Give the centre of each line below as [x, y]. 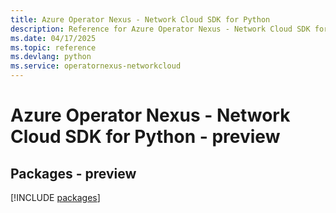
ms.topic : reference [53, 47]
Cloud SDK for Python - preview [145, 137]
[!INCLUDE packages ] [55, 197]
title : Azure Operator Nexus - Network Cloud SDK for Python [140, 19]
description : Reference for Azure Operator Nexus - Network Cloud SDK [160, 29]
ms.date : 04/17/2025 [53, 38]
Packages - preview [73, 173]
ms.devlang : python [51, 57]
